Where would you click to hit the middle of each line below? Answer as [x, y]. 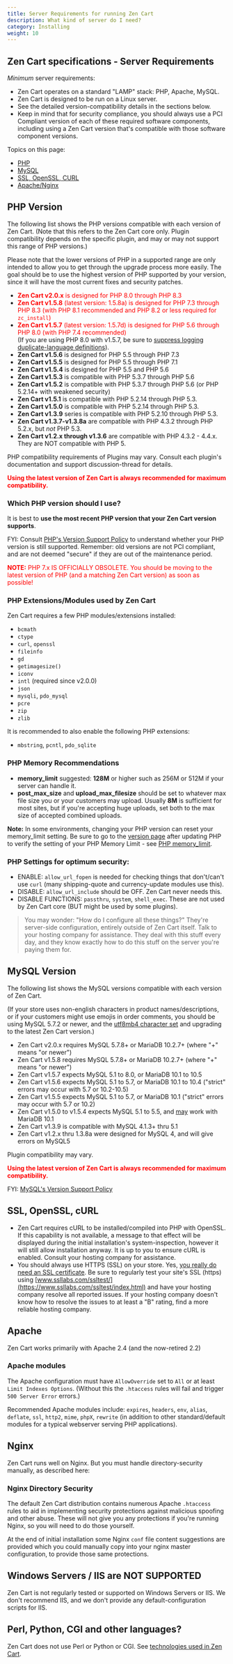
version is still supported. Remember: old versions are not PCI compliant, [111, 547]
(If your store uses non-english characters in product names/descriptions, [113, 1009]
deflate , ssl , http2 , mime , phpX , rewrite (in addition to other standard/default [116, 1417]
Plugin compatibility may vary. [50, 1155]
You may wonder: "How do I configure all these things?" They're [116, 920]
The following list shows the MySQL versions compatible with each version [115, 988]
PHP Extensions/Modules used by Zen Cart [82, 601]
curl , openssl [36, 644]
